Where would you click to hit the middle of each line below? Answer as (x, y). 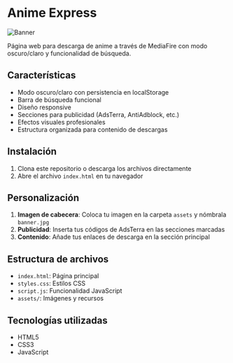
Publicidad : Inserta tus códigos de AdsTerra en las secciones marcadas (121, 230)
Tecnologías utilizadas (57, 320)
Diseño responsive (44, 107)
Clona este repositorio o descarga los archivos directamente (104, 168)
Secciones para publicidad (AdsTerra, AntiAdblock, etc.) (98, 114)
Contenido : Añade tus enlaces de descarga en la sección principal (113, 237)
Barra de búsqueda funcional (59, 100)
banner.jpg (33, 223)
